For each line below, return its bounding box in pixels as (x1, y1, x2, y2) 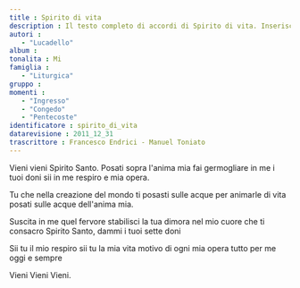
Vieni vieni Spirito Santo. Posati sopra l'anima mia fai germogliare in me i (9, 162, 275, 173)
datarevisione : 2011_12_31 (9, 130, 114, 139)
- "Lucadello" (21, 38, 74, 47)
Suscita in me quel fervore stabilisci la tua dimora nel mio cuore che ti (9, 216, 265, 226)
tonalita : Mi (9, 55, 62, 64)
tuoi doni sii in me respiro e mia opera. (9, 172, 150, 182)
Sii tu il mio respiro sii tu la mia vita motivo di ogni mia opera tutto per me (9, 242, 277, 253)
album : (9, 47, 38, 55)
